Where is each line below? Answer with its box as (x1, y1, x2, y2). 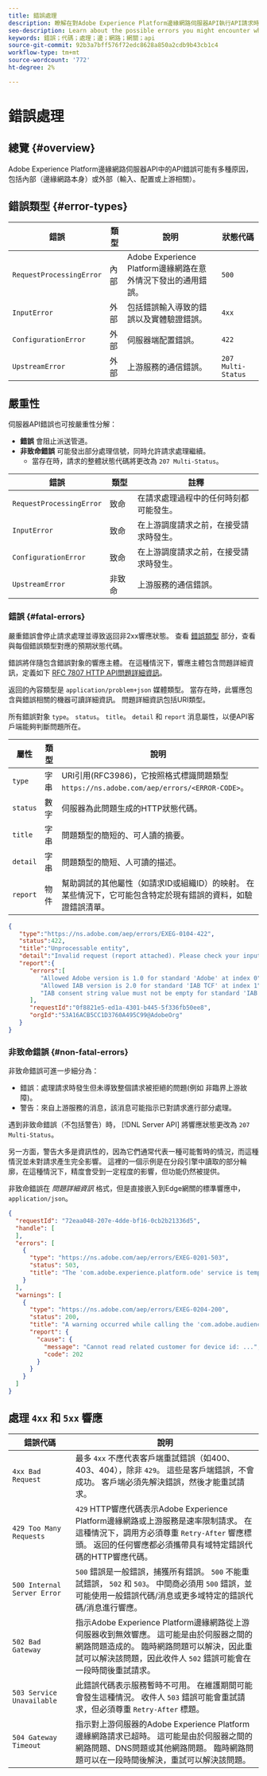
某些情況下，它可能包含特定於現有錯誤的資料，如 (61, 890, 245, 901)
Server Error (12, 1588, 62, 1597)
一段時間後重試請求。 (75, 1664, 156, 1676)
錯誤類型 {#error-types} (8, 200, 129, 214)
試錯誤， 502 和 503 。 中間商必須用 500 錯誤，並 (75, 1578, 253, 1589)
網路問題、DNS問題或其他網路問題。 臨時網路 (75, 1743, 246, 1754)
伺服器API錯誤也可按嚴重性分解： (8, 419, 118, 429)
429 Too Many (12, 1523, 62, 1533)
